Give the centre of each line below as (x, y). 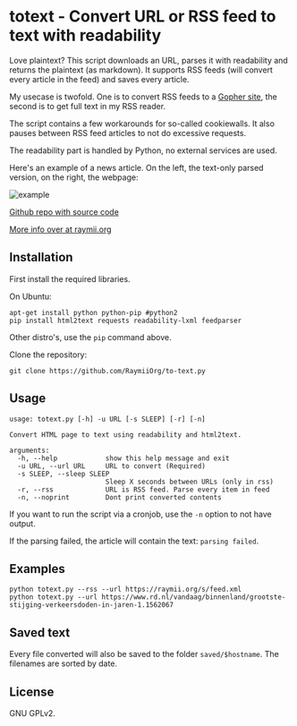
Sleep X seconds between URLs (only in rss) (190, 482)
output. (22, 523)
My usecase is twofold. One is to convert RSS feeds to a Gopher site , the (143, 97)
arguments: (30, 450)
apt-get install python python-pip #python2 (93, 312)
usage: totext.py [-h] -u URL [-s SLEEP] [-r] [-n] (107, 419)
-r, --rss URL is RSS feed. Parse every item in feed (144, 490)
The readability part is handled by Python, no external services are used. (143, 150)
